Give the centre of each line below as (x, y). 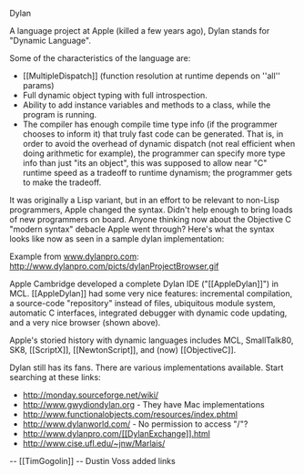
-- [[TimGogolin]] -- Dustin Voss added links (92, 461)
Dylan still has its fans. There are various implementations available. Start (147, 367)
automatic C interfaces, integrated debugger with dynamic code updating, (148, 313)
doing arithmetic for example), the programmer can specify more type (154, 153)
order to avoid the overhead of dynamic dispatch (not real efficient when (159, 144)
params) (38, 85)
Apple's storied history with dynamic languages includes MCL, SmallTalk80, (152, 340)
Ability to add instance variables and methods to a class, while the (147, 105)
